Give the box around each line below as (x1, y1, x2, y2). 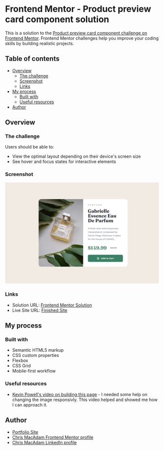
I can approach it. (12, 402, 48, 407)
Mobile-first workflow (12, 368, 56, 374)
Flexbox (12, 357, 28, 363)
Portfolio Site (12, 429, 39, 435)
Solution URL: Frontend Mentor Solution (12, 302, 92, 308)
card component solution (5, 14, 109, 25)
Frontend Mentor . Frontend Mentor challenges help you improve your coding (5, 35, 159, 41)
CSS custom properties (12, 353, 60, 358)
